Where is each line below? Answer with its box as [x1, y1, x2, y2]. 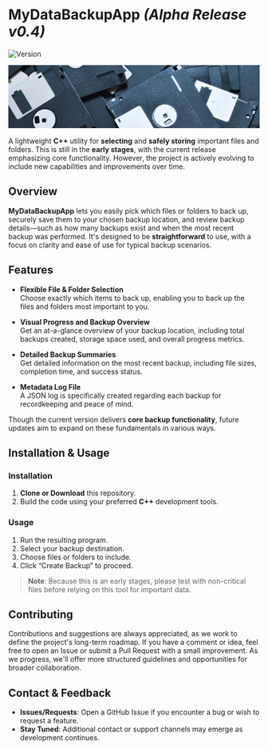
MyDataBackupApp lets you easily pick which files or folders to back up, [8, 206, 249, 215]
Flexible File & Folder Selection [19, 284, 124, 294]
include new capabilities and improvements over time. [8, 162, 186, 171]
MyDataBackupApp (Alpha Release [8, 6, 247, 24]
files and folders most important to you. [19, 302, 150, 311]
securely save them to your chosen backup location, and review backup [8, 214, 245, 224]
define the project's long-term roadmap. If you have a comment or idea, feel [8, 638, 258, 647]
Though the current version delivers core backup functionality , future [8, 415, 239, 424]
